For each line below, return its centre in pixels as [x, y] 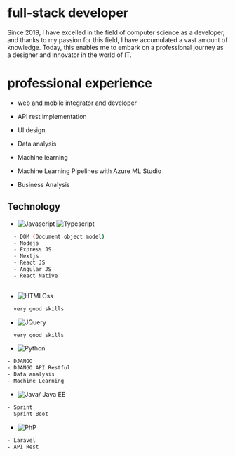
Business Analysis [43, 184]
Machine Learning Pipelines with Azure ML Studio [89, 171]
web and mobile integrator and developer [77, 103]
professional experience [80, 83]
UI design [31, 130]
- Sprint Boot [28, 414]
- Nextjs [26, 256]
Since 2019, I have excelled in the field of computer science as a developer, [116, 32]
